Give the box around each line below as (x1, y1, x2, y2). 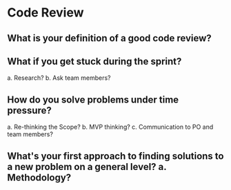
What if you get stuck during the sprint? (7, 55, 182, 67)
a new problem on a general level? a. (7, 160, 167, 173)
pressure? (7, 105, 52, 116)
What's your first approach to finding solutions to (7, 150, 224, 162)
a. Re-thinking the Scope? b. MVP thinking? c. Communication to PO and (7, 123, 214, 131)
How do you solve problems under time (7, 94, 179, 105)
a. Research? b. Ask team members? (7, 74, 112, 82)
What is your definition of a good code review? (7, 32, 212, 44)
